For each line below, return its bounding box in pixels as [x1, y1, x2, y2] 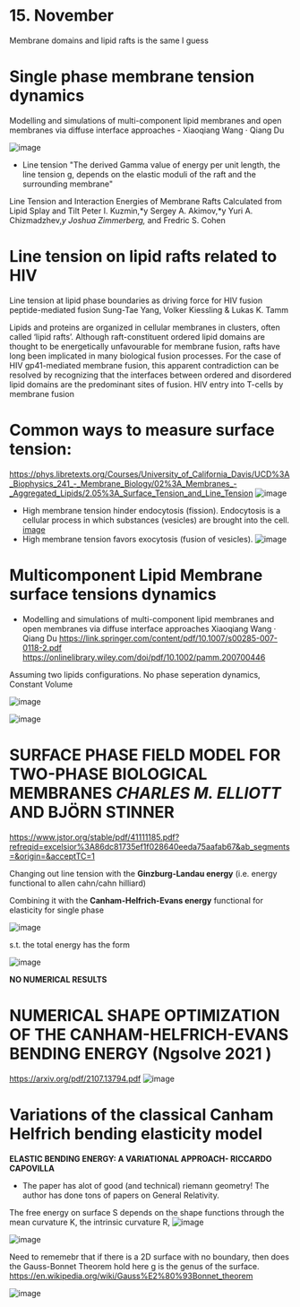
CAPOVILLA [9, 1163, 56, 1173]
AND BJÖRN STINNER [9, 801, 175, 822]
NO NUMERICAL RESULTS [9, 974, 107, 984]
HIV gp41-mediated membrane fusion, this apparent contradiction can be [9, 359, 279, 370]
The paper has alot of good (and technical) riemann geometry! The [21, 1180, 270, 1190]
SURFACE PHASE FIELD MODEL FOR [9, 745, 281, 765]
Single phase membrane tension [9, 66, 255, 87]
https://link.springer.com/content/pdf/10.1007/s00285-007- [58, 633, 279, 644]
